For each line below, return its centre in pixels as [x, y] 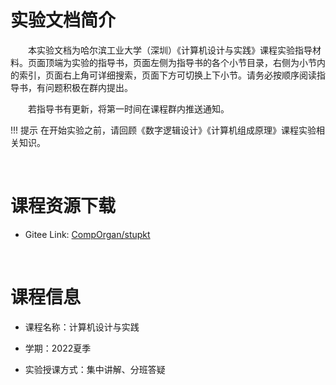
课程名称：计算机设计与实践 [82, 327]
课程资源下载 [63, 206]
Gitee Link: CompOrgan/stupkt [87, 234]
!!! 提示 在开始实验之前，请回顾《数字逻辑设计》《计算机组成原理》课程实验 [163, 130]
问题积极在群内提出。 [88, 87]
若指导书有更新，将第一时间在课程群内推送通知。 [129, 108]
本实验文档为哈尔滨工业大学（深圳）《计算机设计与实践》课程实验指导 [170, 50]
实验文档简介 [63, 20]
